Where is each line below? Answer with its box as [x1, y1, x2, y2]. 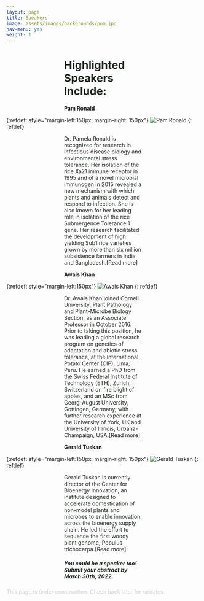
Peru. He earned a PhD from [64, 366, 136, 374]
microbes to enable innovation [64, 513, 141, 521]
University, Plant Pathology [64, 301, 133, 309]
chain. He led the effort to [64, 526, 129, 533]
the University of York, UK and [64, 419, 141, 426]
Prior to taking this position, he [64, 327, 141, 335]
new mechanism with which [64, 187, 135, 195]
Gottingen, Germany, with [64, 406, 129, 413]
